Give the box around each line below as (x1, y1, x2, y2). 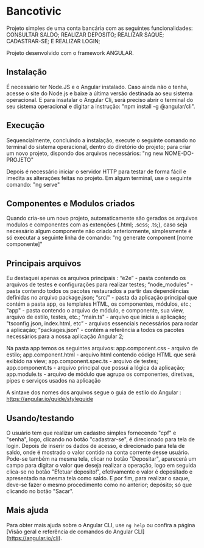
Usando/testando (6, 413, 74, 424)
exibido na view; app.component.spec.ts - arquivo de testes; (6, 358, 158, 365)
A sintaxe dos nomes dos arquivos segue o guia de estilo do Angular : (6, 389, 181, 396)
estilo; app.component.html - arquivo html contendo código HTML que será (6, 351, 196, 358)
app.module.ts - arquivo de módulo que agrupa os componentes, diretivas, (6, 370, 194, 378)
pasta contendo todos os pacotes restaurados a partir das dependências (6, 287, 189, 295)
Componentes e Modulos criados (6, 198, 135, 209)
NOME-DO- (164, 150, 194, 157)
